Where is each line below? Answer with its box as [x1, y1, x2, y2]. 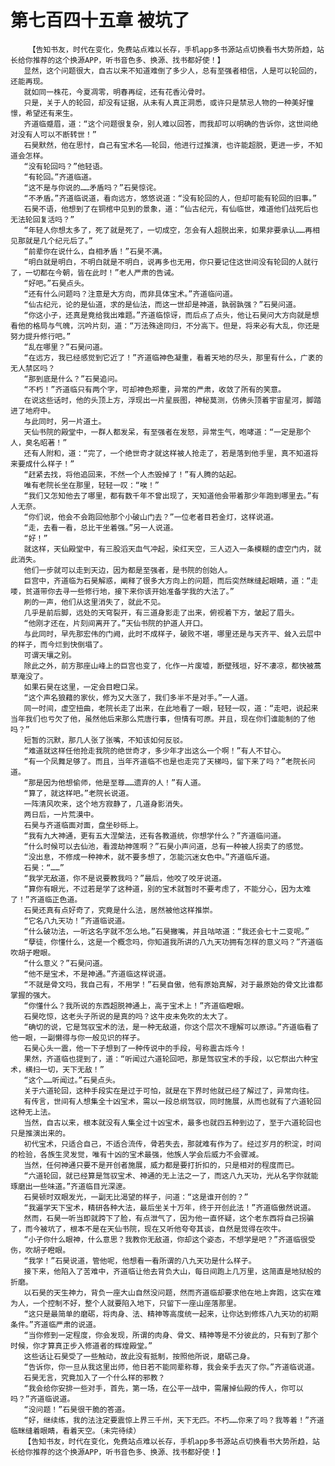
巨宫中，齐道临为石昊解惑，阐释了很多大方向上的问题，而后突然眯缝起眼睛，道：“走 [23, 576, 319, 586]
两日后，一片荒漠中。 [23, 809, 99, 820]
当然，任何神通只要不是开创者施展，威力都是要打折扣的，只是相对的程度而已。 [23, 1160, 300, 1170]
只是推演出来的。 [10, 1128, 71, 1138]
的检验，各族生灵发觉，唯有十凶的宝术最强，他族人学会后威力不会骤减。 [10, 1149, 264, 1160]
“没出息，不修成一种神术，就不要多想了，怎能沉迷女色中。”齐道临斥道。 [23, 852, 275, 862]
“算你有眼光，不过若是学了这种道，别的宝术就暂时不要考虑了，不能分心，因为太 [23, 884, 304, 894]
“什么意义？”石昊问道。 [23, 958, 108, 968]
